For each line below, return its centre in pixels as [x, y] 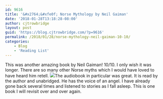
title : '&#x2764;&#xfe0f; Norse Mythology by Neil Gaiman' [67, 14]
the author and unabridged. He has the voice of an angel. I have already [78, 81]
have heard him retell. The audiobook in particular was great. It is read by [81, 75]
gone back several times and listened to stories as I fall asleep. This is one [80, 86]
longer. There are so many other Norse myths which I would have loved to [80, 70]
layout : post [18, 28]
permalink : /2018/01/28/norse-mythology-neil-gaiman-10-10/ [68, 37]
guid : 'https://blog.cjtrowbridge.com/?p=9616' [55, 32]
